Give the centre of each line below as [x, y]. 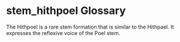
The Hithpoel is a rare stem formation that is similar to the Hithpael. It [90, 27]
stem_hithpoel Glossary [66, 11]
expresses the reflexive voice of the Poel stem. [63, 33]
